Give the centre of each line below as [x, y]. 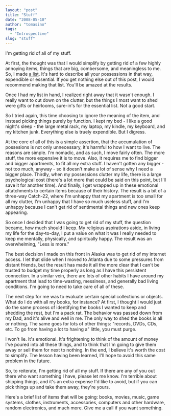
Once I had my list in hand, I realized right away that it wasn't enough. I [80, 95]
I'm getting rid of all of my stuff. [38, 53]
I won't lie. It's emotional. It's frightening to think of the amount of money [82, 339]
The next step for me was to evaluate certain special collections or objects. [84, 296]
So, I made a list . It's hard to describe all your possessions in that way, [79, 74]
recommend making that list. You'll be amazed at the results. [69, 84]
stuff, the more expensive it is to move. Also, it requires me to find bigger [82, 158]
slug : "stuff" [20, 39]
